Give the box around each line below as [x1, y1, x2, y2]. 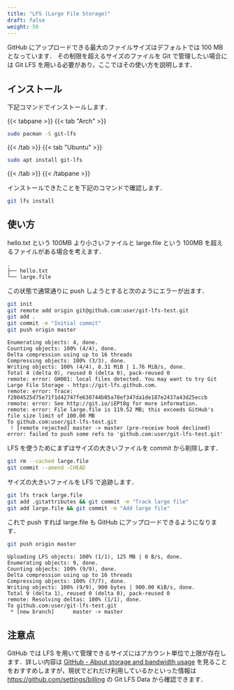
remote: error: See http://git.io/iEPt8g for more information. [7, 400, 198, 407]
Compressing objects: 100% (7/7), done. [7, 578, 127, 585]
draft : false [7, 17, 45, 24]
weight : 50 [7, 23, 39, 30]
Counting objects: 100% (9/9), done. [7, 566, 117, 573]
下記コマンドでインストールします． [7, 103, 112, 112]
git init [7, 300, 33, 307]
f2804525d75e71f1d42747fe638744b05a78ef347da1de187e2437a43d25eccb [7, 394, 208, 401]
